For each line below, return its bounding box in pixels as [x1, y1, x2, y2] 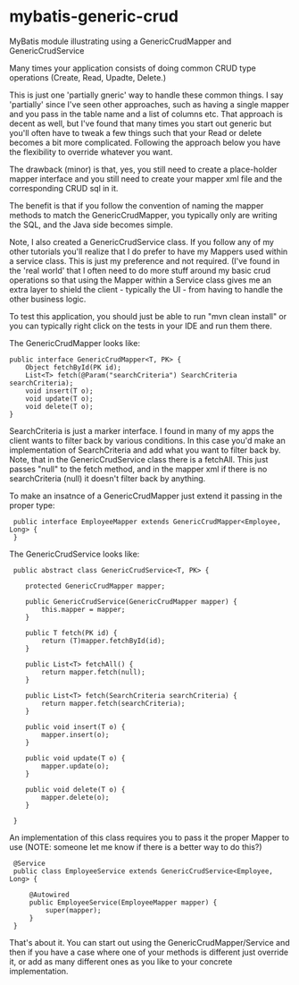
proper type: [9, 499, 55, 511]
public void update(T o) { [25, 753, 126, 762]
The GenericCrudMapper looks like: [9, 337, 141, 348]
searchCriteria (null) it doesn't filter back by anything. [9, 472, 206, 484]
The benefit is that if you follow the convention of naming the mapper [9, 200, 264, 211]
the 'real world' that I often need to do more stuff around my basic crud [9, 265, 270, 276]
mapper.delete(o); [41, 793, 110, 802]
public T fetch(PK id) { [25, 628, 118, 637]
